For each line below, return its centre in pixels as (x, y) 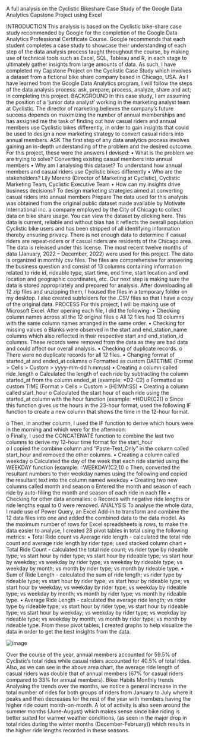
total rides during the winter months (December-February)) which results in (98, 724)
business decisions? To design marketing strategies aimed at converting (94, 190)
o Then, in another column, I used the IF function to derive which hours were (100, 423)
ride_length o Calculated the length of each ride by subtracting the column (97, 374)
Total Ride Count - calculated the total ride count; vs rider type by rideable (97, 550)
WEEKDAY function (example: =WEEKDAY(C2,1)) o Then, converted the (93, 467)
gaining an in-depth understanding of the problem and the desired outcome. (99, 146)
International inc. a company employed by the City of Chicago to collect (94, 210)
